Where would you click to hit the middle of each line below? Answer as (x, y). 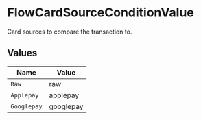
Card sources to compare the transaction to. (70, 32)
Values (22, 53)
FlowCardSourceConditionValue (100, 13)
